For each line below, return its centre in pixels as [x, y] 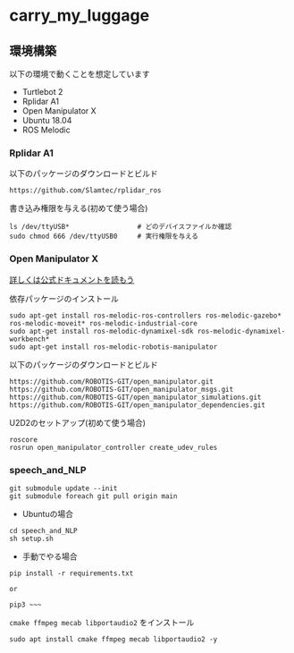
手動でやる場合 [50, 556]
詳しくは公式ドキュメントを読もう [72, 279]
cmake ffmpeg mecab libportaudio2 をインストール [102, 622]
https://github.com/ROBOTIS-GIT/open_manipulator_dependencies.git [138, 405]
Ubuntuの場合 [48, 513]
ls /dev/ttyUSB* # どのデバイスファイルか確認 [121, 227]
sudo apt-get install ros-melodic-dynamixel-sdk [101, 331]
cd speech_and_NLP [43, 530]
